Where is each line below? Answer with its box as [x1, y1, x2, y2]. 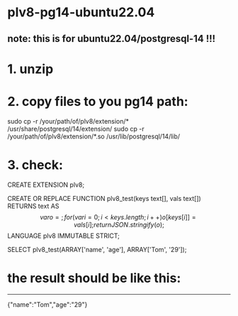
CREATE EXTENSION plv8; [7, 180, 85, 189]
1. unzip [7, 61, 54, 77]
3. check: [7, 157, 64, 173]
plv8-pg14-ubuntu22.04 [7, 4, 155, 21]
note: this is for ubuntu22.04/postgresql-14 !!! [7, 33, 216, 45]
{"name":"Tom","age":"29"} [7, 300, 88, 309]
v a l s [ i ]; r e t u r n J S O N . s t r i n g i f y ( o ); [74, 220, 164, 229]
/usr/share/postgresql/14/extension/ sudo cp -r [7, 124, 144, 133]
